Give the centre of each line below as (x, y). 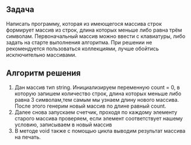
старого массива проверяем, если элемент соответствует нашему (98, 118)
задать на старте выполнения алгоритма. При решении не (79, 42)
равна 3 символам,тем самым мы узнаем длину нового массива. (97, 99)
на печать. (27, 137)
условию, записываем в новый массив (63, 125)
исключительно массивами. (41, 54)
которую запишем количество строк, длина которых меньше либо (98, 94)
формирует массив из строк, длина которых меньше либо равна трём (94, 30)
